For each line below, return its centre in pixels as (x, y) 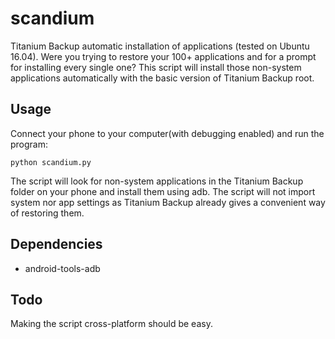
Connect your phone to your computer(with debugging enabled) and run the (167, 133)
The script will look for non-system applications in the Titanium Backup (157, 181)
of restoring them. (47, 213)
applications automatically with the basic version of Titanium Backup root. (162, 78)
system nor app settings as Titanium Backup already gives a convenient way (168, 202)
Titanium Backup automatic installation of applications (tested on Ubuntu (160, 46)
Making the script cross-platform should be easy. (111, 324)
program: (29, 144)
